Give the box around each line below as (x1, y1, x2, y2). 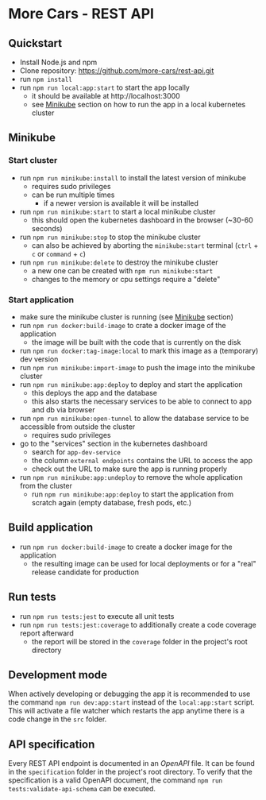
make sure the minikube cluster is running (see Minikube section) (19, 311, 234, 322)
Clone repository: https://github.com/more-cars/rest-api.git (19, 66, 214, 75)
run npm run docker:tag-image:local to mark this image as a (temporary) (19, 346, 259, 355)
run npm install (19, 75, 73, 83)
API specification (8, 737, 95, 751)
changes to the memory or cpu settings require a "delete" (31, 274, 221, 284)
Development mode (8, 668, 108, 682)
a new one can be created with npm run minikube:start (31, 265, 214, 275)
